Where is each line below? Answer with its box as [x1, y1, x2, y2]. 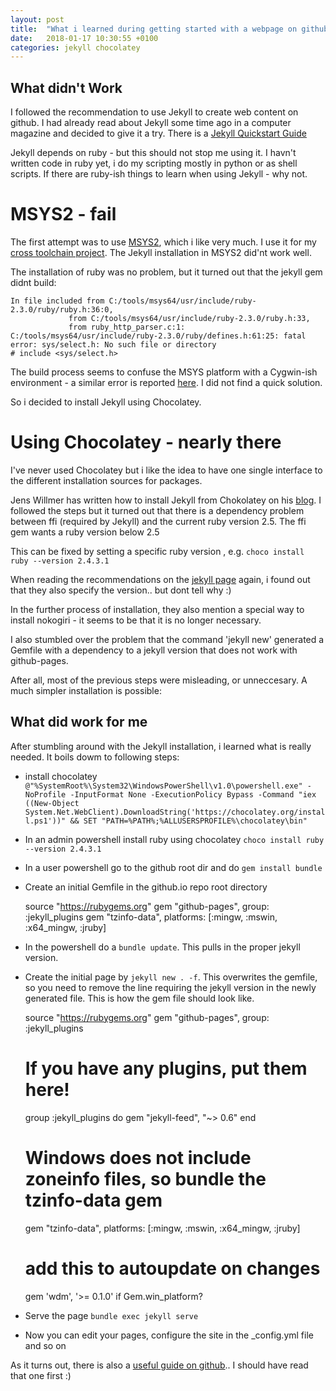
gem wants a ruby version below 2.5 [10, 526, 160, 538]
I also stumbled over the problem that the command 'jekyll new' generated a [10, 633, 325, 645]
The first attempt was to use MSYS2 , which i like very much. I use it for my [10, 236, 317, 248]
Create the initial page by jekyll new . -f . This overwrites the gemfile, [24, 971, 318, 983]
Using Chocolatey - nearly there [10, 431, 282, 454]
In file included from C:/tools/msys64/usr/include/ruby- [10, 296, 257, 306]
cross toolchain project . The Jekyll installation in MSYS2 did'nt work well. [10, 247, 312, 258]
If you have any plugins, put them [24, 1057, 308, 1080]
